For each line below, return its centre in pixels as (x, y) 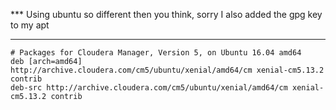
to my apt (30, 25)
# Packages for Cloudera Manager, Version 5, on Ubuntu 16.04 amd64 (156, 53)
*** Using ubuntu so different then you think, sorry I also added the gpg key (166, 14)
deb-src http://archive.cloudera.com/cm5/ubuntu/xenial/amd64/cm (149, 88)
